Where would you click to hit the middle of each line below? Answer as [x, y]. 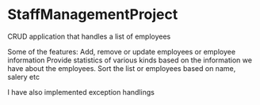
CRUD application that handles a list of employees [89, 36]
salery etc [24, 77]
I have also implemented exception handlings [81, 92]
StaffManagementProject [93, 15]
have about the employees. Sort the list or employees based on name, [122, 68]
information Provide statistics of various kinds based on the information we [130, 60]
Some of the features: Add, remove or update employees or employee [121, 51]
